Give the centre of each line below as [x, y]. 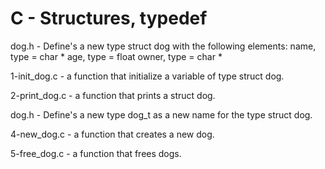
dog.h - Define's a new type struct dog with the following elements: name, [163, 46]
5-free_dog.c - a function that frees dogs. [96, 153]
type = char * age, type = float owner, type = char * [116, 56]
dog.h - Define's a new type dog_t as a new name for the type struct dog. [161, 114]
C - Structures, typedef [109, 18]
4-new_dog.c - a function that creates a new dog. [112, 134]
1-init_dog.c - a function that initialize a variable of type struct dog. [147, 76]
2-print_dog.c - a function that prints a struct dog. [113, 95]
